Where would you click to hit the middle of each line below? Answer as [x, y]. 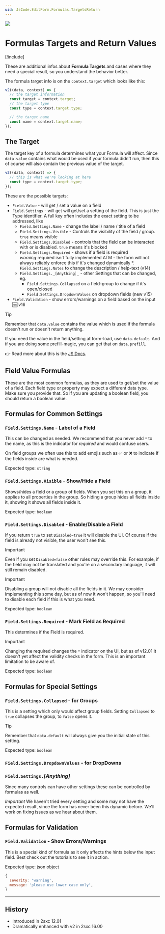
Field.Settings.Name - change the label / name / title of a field [82, 226]
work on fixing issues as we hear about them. [51, 812]
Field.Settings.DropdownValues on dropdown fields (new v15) [89, 294]
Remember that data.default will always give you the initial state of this [77, 735]
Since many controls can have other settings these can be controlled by [78, 787]
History [17, 909]
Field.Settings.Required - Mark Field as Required [65, 621]
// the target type [29, 104]
